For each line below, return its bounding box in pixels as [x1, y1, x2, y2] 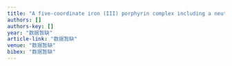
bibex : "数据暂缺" [7, 49, 57, 56]
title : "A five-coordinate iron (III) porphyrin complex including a [7, 10, 212, 17]
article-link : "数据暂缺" [7, 36, 78, 43]
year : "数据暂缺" [7, 29, 53, 36]
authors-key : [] [7, 23, 54, 30]
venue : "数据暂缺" [7, 42, 57, 49]
